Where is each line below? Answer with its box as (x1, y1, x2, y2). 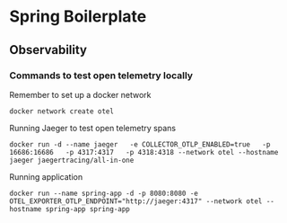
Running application (9, 171, 83, 182)
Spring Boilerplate (9, 6, 147, 27)
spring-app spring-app (45, 204, 130, 213)
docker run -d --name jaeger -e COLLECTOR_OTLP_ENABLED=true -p (9, 139, 271, 149)
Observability (9, 42, 88, 58)
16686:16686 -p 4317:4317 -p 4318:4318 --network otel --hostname (9, 147, 279, 156)
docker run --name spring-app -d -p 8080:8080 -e (9, 189, 199, 198)
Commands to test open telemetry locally (9, 69, 194, 82)
